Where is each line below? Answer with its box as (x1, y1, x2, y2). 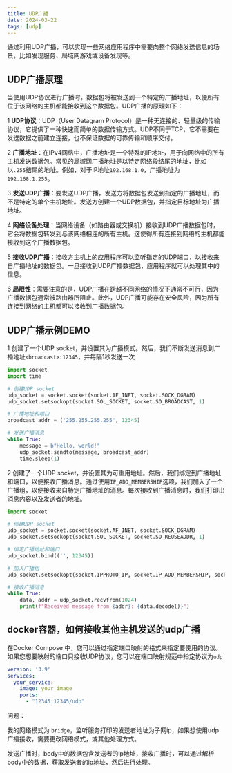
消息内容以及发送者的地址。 (7, 495, 86, 503)
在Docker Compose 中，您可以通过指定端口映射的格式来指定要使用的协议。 (7, 643, 222, 651)
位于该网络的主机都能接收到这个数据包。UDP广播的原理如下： (7, 102, 184, 111)
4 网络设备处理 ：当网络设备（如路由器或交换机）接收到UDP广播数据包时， (7, 221, 220, 229)
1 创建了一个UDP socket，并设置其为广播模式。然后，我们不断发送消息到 (7, 344, 214, 352)
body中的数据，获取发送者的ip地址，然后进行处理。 (7, 758, 154, 767)
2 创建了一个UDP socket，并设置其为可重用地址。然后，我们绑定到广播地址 (7, 468, 222, 477)
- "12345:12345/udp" (25, 698, 85, 705)
